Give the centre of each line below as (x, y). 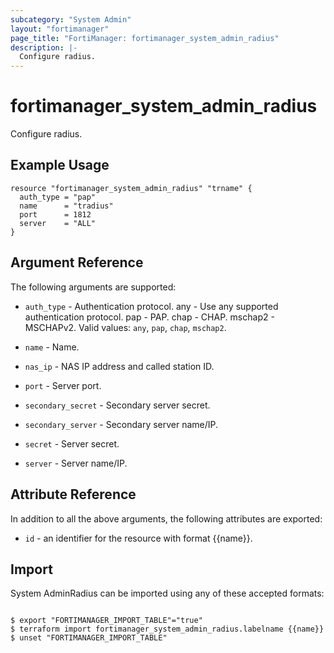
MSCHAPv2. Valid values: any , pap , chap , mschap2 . (125, 327)
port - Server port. (63, 385)
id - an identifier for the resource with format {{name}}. (138, 538)
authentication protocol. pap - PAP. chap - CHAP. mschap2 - (149, 317)
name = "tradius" (66, 206)
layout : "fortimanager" (60, 29)
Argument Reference (77, 262)
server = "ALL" (58, 223)
